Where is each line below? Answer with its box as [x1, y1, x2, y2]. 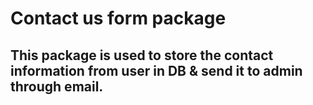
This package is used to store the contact [10, 47, 274, 64]
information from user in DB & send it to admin [10, 62, 303, 79]
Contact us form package [10, 7, 227, 30]
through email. [10, 78, 104, 95]
